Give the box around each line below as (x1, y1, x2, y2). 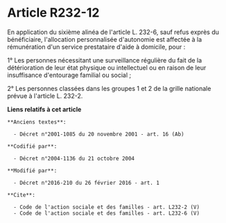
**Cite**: (7, 191, 36, 199)
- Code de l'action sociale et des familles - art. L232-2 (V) (13, 204, 200, 210)
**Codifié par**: (7, 142, 58, 150)
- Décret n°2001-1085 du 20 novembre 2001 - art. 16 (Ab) (13, 131, 185, 138)
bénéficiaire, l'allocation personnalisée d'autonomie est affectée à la (7, 35, 202, 43)
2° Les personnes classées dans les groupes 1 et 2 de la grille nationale (7, 84, 211, 92)
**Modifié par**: (7, 167, 58, 174)
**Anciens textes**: (7, 118, 67, 126)
